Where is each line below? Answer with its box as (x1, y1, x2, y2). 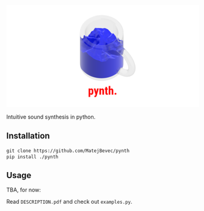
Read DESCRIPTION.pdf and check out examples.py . (6, 198, 133, 206)
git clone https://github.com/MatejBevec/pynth (6, 148, 130, 154)
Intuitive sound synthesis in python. (6, 113, 96, 120)
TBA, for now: (6, 186, 42, 193)
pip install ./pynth (6, 154, 59, 160)
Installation (6, 131, 50, 141)
